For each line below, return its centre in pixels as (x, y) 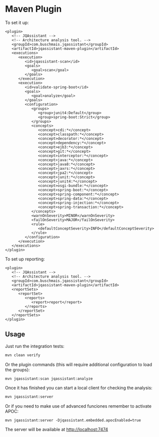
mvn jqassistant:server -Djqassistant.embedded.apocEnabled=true (73, 420)
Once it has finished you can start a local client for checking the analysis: (79, 388)
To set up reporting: (25, 259)
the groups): (18, 369)
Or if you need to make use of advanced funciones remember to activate (78, 406)
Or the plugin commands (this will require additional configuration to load (79, 364)
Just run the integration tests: (35, 346)
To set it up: (17, 23)
